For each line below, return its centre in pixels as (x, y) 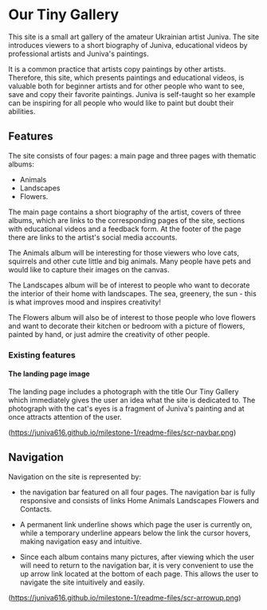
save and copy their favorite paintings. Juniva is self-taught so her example (132, 94)
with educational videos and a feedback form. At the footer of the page (125, 229)
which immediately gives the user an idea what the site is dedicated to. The (132, 400)
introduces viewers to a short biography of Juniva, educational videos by (128, 45)
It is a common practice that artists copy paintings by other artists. (117, 68)
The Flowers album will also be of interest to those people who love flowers (132, 317)
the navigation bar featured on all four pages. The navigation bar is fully (137, 492)
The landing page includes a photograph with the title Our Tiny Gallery (124, 391)
